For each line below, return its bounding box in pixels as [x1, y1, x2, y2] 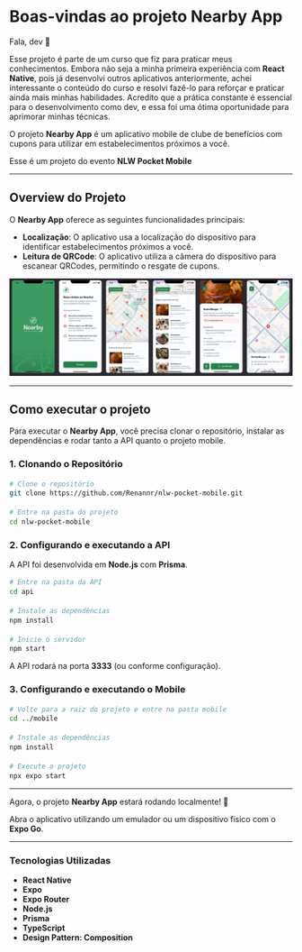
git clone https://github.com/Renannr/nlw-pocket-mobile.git [9, 489, 244, 498]
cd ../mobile [9, 714, 58, 723]
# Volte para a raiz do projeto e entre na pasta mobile [9, 705, 227, 714]
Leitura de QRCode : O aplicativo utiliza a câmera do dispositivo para [22, 251, 277, 261]
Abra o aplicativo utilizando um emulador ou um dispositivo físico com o [9, 813, 276, 824]
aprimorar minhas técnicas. [9, 111, 111, 122]
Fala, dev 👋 [9, 36, 51, 47]
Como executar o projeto [9, 401, 151, 416]
